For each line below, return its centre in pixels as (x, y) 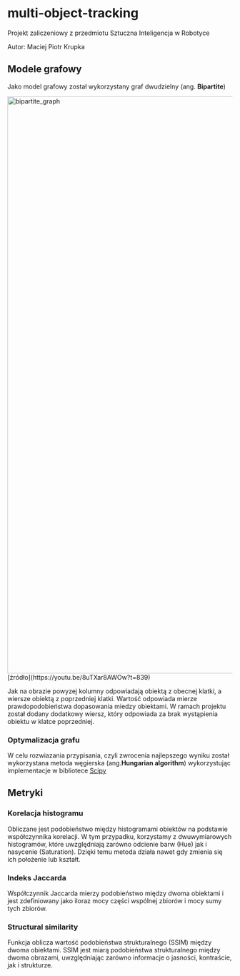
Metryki (25, 793)
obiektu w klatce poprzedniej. (51, 721)
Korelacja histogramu (45, 813)
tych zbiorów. (27, 909)
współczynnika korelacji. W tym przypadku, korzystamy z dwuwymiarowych (120, 836)
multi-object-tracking (73, 13)
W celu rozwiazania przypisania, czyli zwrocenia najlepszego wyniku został (119, 755)
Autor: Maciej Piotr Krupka (46, 46)
